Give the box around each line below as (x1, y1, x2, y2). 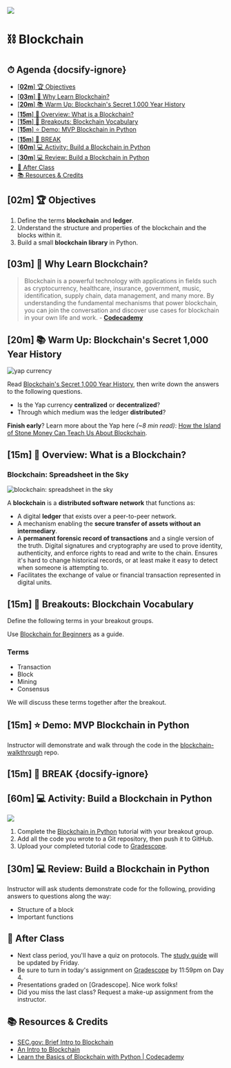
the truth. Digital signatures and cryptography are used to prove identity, (17, 542, 223, 550)
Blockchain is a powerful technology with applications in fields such (23, 276, 217, 285)
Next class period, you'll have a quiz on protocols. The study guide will (17, 951, 219, 960)
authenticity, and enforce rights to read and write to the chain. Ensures (17, 549, 218, 557)
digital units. (17, 578, 52, 587)
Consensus (17, 685, 50, 694)
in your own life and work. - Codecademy (23, 313, 143, 321)
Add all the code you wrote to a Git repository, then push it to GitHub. (17, 835, 214, 843)
